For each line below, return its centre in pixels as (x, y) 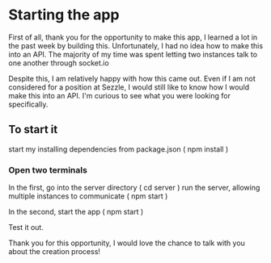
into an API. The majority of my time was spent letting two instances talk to (133, 54)
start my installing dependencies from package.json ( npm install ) (119, 149)
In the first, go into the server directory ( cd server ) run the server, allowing (134, 188)
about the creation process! (55, 252)
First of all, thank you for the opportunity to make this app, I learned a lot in (133, 37)
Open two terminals (48, 169)
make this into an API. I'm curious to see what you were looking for (119, 95)
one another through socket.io (59, 63)
